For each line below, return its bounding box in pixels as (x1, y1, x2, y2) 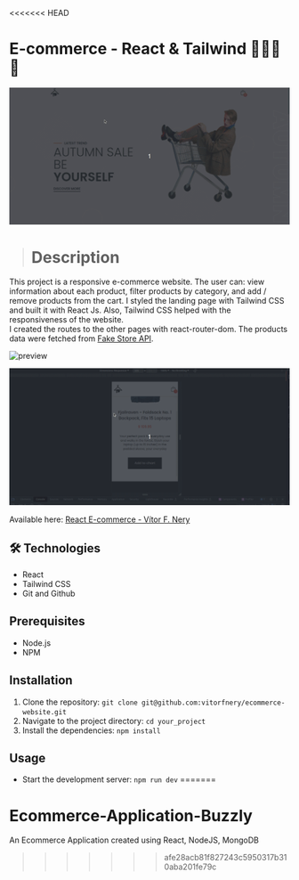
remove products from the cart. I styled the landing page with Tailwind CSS (9, 296, 285, 306)
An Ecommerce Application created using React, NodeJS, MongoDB (9, 835, 260, 845)
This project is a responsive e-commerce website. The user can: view (9, 276, 265, 288)
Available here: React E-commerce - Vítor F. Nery (9, 514, 190, 525)
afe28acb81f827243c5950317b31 (164, 852, 287, 863)
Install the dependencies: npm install (21, 725, 161, 736)
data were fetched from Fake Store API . (9, 333, 154, 344)
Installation (9, 672, 73, 689)
